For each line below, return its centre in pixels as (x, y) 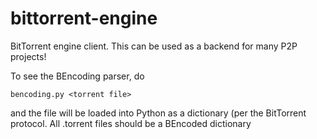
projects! (28, 56)
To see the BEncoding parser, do (77, 76)
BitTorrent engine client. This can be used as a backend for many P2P (154, 46)
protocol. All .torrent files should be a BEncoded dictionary (131, 123)
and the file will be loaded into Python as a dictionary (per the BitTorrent (158, 113)
